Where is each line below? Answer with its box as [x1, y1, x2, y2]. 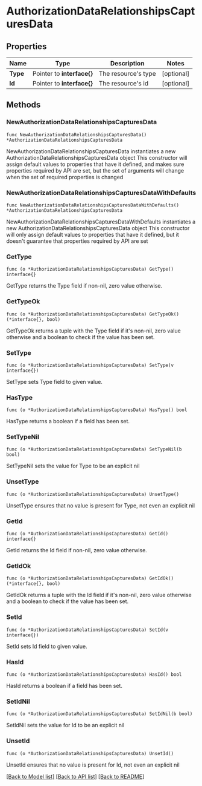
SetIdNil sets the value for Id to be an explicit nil [6, 722, 125, 729]
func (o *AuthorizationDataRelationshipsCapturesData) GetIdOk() [6, 575, 174, 582]
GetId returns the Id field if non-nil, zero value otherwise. [6, 547, 148, 554]
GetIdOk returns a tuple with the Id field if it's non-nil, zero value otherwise [6, 592, 192, 599]
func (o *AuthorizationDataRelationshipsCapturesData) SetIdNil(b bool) [6, 711, 193, 717]
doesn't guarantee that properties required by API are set [6, 237, 148, 245]
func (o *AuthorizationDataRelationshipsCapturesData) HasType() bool [6, 407, 188, 413]
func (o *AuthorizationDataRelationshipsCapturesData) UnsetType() [6, 491, 180, 497]
